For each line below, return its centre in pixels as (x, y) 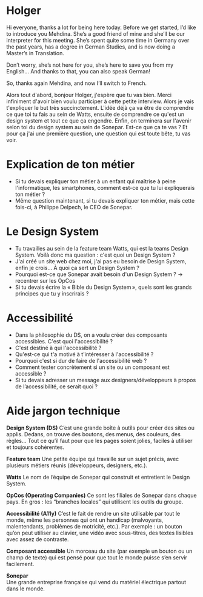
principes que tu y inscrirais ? (52, 293)
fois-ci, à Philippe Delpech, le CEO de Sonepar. (74, 207)
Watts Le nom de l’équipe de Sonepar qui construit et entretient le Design (98, 477)
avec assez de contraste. (38, 539)
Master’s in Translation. (35, 53)
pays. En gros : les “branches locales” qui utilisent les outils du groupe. (95, 502)
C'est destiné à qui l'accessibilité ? (58, 348)
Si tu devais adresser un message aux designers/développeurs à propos (105, 380)
